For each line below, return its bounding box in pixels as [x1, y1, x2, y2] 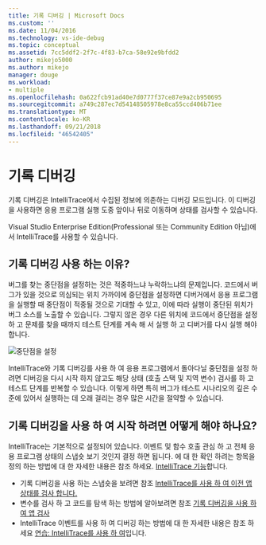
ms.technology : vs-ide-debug [8, 33, 105, 42]
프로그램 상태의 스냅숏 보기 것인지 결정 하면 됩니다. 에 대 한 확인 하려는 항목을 [16, 452, 256, 461]
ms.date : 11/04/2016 [8, 26, 77, 34]
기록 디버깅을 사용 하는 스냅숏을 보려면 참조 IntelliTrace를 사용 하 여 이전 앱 [19, 479, 253, 488]
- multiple [8, 85, 44, 94]
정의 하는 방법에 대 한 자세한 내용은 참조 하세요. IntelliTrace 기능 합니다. [8, 461, 228, 471]
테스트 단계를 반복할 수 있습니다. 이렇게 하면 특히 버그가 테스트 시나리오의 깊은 [8, 383, 250, 393]
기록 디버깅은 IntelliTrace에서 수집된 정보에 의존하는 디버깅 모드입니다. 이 [8, 194, 235, 204]
